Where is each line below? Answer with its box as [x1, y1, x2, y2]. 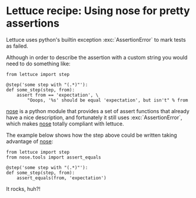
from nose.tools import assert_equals [6, 154, 101, 160]
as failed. [6, 42, 28, 49]
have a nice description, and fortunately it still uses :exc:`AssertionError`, [6, 114, 182, 121]
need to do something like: [6, 60, 71, 67]
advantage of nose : [6, 137, 54, 145]
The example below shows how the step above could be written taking [6, 131, 178, 138]
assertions [6, 16, 60, 30]
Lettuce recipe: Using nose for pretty [6, 4, 190, 18]
